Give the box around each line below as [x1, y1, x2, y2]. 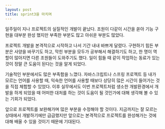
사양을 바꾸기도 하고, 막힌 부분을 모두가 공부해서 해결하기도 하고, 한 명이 [14, 49, 152, 54]
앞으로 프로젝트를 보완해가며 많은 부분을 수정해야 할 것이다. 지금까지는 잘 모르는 [5, 106, 158, 112]
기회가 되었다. [10, 96, 37, 102]
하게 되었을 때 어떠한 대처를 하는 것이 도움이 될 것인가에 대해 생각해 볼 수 [14, 89, 154, 96]
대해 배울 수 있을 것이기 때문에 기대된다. [5, 118, 81, 124]
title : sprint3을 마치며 [5, 12, 52, 17]
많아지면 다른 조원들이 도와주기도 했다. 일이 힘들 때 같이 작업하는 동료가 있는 [14, 54, 160, 60]
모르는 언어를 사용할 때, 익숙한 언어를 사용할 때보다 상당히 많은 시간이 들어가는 [5, 77, 155, 83]
